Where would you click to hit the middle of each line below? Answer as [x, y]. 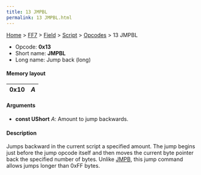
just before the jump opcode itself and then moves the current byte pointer [100, 153]
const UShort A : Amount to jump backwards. [72, 118]
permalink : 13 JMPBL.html [39, 18]
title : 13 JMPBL [27, 12]
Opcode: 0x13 [33, 47]
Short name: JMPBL [40, 53]
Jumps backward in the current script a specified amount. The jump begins [101, 146]
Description [22, 133]
